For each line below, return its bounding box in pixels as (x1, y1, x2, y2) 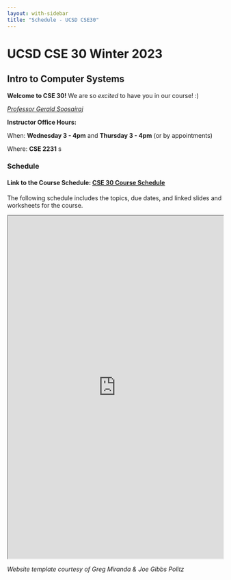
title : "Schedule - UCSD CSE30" (7, 16, 99, 23)
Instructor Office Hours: (7, 118, 77, 126)
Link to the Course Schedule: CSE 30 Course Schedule (7, 179, 165, 187)
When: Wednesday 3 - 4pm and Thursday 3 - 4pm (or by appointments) (7, 131, 213, 139)
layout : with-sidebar (7, 10, 69, 17)
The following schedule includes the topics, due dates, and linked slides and (7, 193, 222, 202)
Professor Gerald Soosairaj (7, 104, 83, 113)
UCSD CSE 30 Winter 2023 (7, 46, 163, 62)
